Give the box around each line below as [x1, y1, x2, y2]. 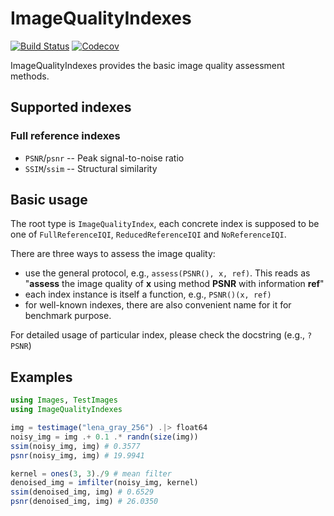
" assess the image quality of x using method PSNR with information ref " [24, 278, 325, 290]
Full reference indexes [10, 129, 121, 143]
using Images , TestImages [10, 395, 118, 406]
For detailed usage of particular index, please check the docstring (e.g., [10, 329, 306, 341]
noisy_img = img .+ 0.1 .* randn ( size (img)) [10, 432, 199, 442]
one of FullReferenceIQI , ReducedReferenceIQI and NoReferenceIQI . [10, 228, 287, 241]
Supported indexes [10, 99, 132, 116]
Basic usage [10, 192, 88, 209]
